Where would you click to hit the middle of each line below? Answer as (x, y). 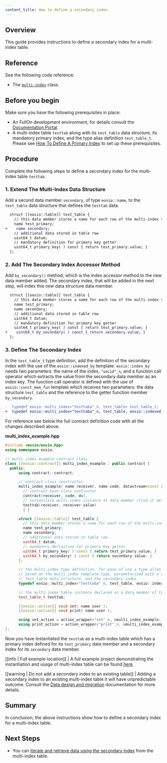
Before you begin (32, 100)
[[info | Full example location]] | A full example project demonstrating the (80, 659)
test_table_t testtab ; (42, 597)
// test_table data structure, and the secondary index (77, 579)
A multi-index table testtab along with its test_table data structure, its (85, 133)
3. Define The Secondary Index (43, 350)
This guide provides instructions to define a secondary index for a (73, 42)
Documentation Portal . (35, 127)
